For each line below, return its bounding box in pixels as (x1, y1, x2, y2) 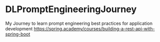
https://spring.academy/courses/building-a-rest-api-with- (34, 25, 155, 31)
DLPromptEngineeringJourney (5, 4, 137, 15)
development (5, 25, 33, 31)
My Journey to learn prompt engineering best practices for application (5, 20, 153, 26)
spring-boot (5, 31, 30, 37)
